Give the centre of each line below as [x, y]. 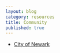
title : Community [26, 22]
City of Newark [32, 44]
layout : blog [21, 11]
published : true [25, 28]
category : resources [30, 17]
